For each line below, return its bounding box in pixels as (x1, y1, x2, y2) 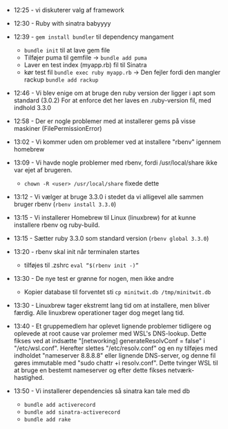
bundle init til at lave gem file (23, 46, 111, 54)
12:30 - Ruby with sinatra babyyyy (13, 19, 111, 27)
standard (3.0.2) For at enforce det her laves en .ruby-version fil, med (13, 96, 211, 104)
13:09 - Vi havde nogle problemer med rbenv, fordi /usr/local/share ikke (13, 158, 218, 167)
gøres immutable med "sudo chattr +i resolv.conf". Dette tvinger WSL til (13, 359, 218, 367)
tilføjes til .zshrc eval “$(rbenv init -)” (23, 261, 140, 269)
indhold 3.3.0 (13, 104, 52, 111)
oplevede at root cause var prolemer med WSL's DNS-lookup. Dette (13, 329, 207, 338)
